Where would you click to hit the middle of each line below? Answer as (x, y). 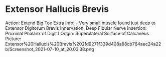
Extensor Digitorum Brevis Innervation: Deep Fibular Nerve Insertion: (76, 28)
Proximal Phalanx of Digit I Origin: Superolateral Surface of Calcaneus (77, 33)
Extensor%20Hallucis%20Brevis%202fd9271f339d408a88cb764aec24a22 (83, 44)
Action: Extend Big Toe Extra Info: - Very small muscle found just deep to (80, 23)
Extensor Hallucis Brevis (57, 9)
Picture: (13, 39)
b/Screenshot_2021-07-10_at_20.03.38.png (50, 49)
